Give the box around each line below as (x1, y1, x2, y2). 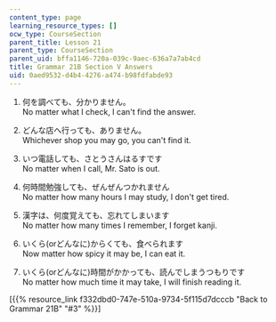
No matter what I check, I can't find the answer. (21, 106, 197, 117)
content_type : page (9, 12, 82, 22)
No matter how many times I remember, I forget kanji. (21, 220, 218, 230)
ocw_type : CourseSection (9, 29, 101, 38)
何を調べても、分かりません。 (21, 96, 131, 107)
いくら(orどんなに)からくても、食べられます (21, 237, 184, 249)
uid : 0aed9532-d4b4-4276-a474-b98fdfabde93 (9, 71, 174, 80)
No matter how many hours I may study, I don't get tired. (21, 191, 230, 202)
